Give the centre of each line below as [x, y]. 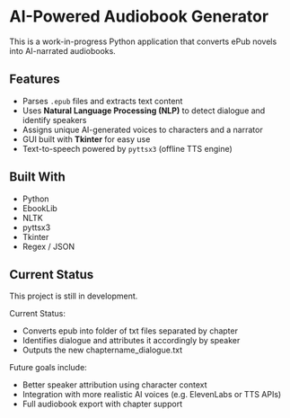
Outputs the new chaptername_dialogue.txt [102, 350]
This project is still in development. [74, 296]
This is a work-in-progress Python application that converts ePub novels [143, 41]
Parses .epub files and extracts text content [102, 101]
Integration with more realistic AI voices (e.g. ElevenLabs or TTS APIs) [152, 395]
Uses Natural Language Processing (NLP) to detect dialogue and [144, 111]
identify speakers [54, 120]
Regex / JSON [48, 246]
